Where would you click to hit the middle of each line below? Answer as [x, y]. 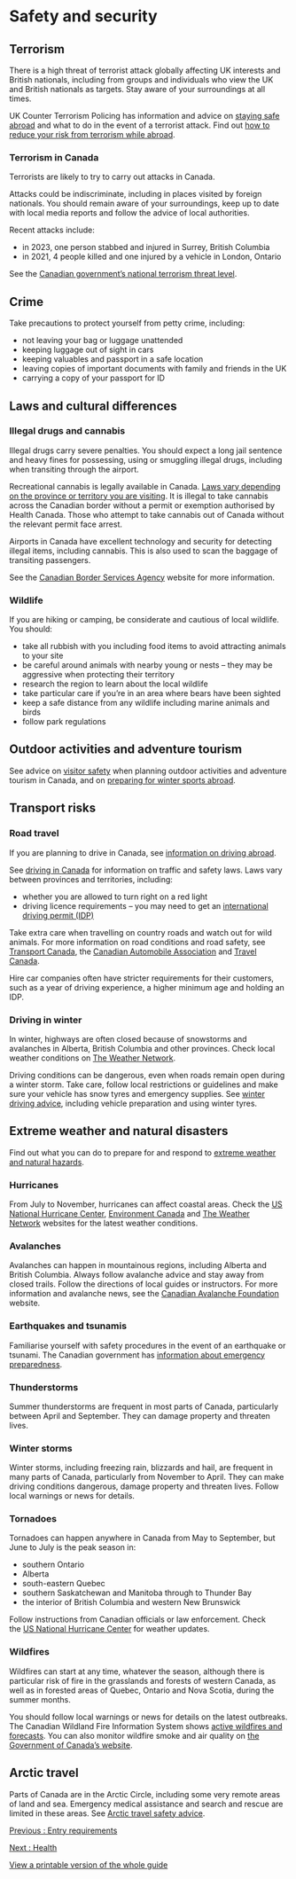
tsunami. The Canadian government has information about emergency [137, 1355]
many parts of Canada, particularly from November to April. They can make [147, 1477]
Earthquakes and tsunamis [68, 1326]
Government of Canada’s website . [71, 1745]
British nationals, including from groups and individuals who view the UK [141, 80]
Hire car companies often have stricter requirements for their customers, [142, 978]
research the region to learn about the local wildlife [115, 684]
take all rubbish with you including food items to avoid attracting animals [154, 646]
